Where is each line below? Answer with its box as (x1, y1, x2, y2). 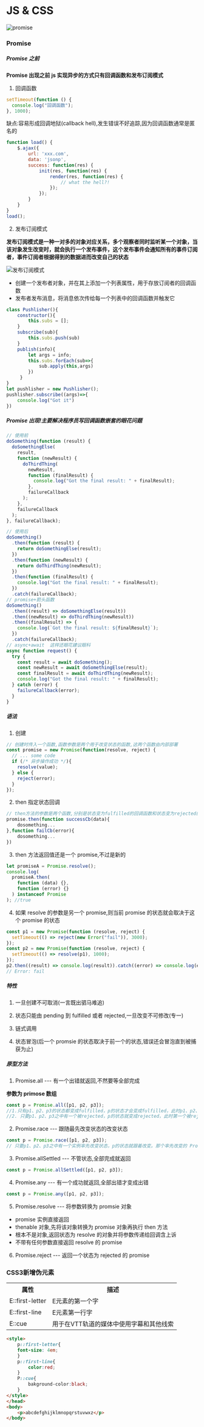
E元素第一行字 (52, 1309, 93, 1317)
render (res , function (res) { (49, 173, 123, 180)
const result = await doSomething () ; (17, 659, 113, 665)
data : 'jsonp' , (28, 157, 67, 163)
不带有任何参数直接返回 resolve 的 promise (15, 1239, 123, 1246)
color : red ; (28, 1364, 56, 1370)
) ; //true (6, 897, 32, 903)
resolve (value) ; (17, 764, 59, 770)
